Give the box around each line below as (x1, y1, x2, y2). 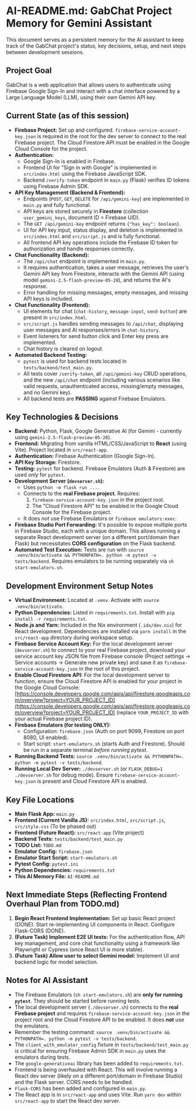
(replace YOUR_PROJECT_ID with (116, 709, 189, 716)
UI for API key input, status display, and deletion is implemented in (23, 226, 183, 233)
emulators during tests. (14, 1054, 71, 1061)
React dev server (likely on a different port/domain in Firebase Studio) (14, 1072, 183, 1079)
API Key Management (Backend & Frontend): (14, 189, 126, 196)
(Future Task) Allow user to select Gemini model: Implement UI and (14, 952, 180, 959)
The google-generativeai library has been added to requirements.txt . (14, 1059, 184, 1066)
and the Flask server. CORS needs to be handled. (14, 1078, 133, 1085)
